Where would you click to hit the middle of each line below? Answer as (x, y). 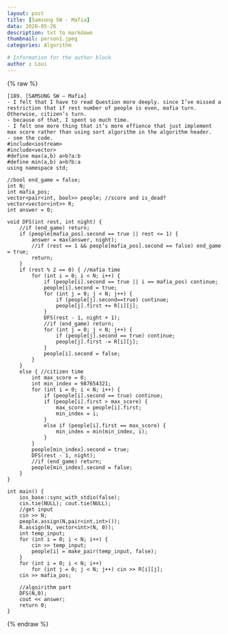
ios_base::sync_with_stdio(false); (70, 497)
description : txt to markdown (50, 33)
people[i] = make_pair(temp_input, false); (94, 551)
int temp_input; (43, 533)
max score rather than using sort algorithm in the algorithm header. (110, 132)
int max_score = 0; (59, 377)
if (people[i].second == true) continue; (103, 395)
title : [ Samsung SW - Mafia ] (48, 20)
